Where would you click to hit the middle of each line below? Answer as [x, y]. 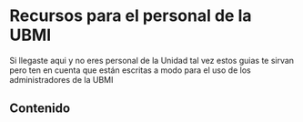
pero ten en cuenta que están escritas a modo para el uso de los [131, 70]
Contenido [40, 109]
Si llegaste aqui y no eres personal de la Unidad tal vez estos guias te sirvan [151, 60]
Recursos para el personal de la [131, 16]
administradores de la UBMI [61, 79]
